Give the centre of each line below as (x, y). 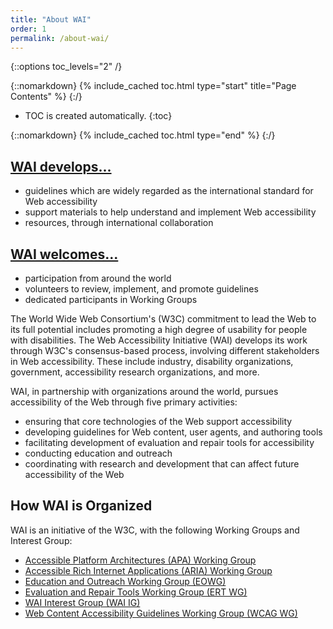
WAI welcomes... (64, 254)
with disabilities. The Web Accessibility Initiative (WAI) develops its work (159, 340)
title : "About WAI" (51, 19)
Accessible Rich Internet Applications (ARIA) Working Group (148, 570)
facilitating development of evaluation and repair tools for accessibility (169, 442)
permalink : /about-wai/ (60, 38)
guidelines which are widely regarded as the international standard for (169, 191)
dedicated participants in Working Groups (111, 299)
